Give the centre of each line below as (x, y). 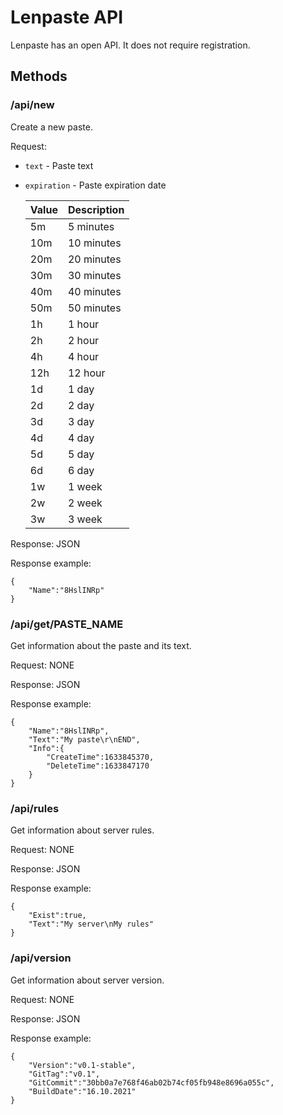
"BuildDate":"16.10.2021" (82, 1091)
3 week (85, 519)
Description (96, 209)
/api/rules (35, 808)
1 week (85, 486)
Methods (39, 76)
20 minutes (94, 259)
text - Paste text (59, 165)
